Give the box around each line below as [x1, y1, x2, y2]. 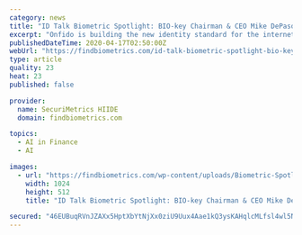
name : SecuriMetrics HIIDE [17, 104, 119, 113]
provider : [9, 96, 47, 105]
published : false [9, 80, 75, 89]
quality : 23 [9, 64, 54, 73]
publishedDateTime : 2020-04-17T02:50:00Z [9, 38, 167, 48]
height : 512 [25, 187, 70, 196]
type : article [9, 55, 63, 64]
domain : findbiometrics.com [17, 113, 123, 122]
